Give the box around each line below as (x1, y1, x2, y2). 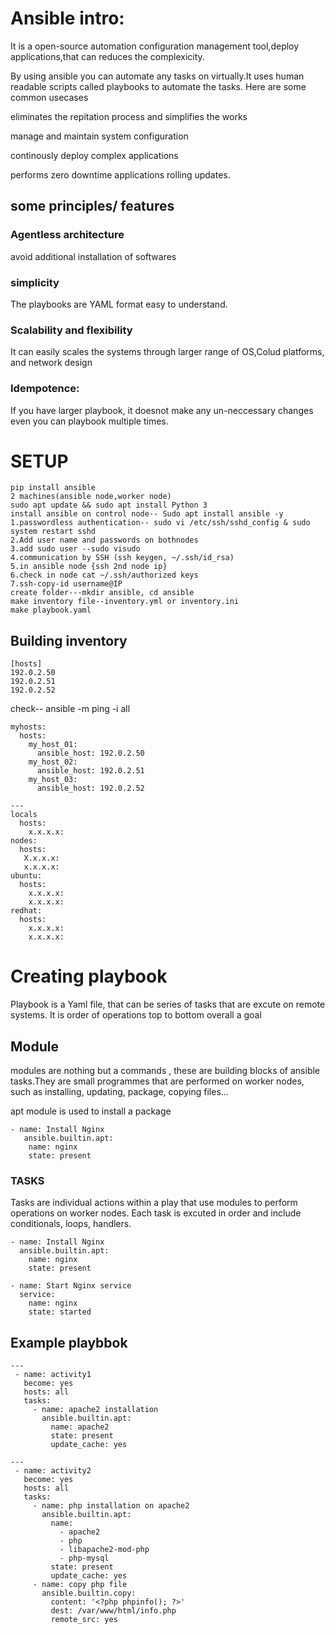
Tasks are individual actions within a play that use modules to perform (10, 1197, 298, 1209)
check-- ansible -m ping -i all (10, 703, 131, 715)
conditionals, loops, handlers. (10, 1218, 132, 1230)
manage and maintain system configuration (10, 130, 189, 142)
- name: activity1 (14, 1370, 92, 1380)
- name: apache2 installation (32, 1405, 159, 1415)
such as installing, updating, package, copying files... (10, 1086, 229, 1098)
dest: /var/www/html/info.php (50, 1606, 177, 1616)
